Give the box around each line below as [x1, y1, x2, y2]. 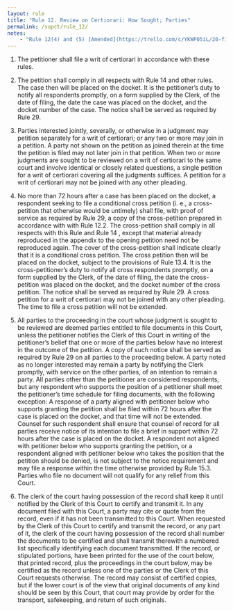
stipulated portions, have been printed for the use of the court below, [17, 551, 215, 560]
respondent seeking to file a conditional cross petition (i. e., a [17, 199, 192, 207]
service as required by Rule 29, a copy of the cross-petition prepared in [17, 214, 222, 223]
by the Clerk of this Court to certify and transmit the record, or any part [17, 522, 221, 530]
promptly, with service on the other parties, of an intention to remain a [17, 368, 217, 376]
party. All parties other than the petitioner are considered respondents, [17, 375, 220, 383]
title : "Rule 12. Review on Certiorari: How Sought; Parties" [7, 17, 191, 24]
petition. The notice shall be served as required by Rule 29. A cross [17, 288, 209, 296]
